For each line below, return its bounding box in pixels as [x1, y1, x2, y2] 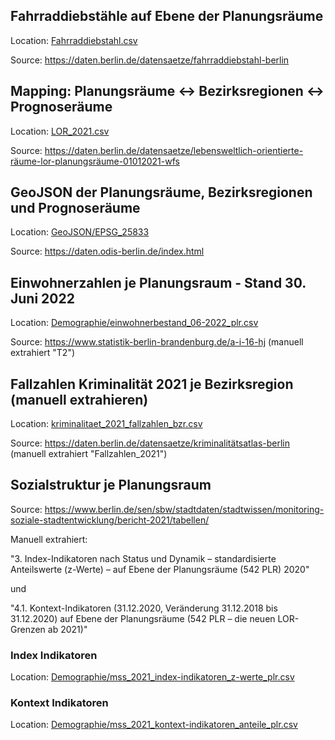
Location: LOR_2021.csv [10, 125, 110, 137]
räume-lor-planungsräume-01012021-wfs [10, 155, 180, 167]
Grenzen [10, 623, 46, 635]
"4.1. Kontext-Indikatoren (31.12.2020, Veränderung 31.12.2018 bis [10, 602, 278, 614]
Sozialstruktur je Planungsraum [10, 477, 212, 494]
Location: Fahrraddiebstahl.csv [10, 34, 138, 46]
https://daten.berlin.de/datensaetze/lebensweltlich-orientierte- [44, 144, 304, 156]
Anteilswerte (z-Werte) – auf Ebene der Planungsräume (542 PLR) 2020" [10, 563, 310, 575]
